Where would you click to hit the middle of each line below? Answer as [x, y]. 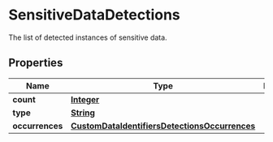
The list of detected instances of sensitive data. [88, 37]
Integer [85, 99]
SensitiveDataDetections [94, 15]
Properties [36, 63]
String [83, 113]
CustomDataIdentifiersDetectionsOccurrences [163, 126]
